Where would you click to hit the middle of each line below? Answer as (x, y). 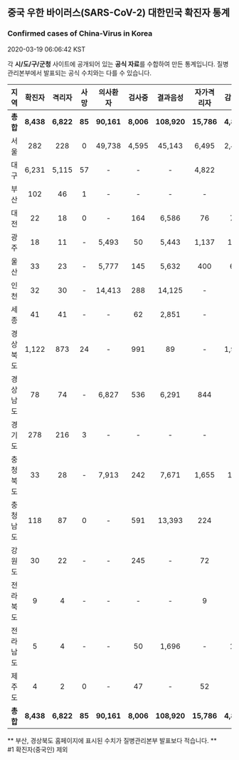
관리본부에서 (25, 73)
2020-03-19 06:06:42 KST (47, 49)
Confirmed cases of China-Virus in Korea (80, 34)
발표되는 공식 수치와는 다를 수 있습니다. (97, 73)
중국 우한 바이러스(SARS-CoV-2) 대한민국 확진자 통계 (118, 13)
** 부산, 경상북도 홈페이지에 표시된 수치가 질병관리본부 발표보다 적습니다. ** (112, 740)
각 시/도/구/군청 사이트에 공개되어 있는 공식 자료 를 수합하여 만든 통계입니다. (111, 64)
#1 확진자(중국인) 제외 (38, 749)
